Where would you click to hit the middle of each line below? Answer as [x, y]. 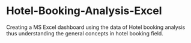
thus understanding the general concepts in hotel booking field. [85, 33]
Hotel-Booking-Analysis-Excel [84, 11]
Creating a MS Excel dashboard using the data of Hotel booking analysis [96, 27]
